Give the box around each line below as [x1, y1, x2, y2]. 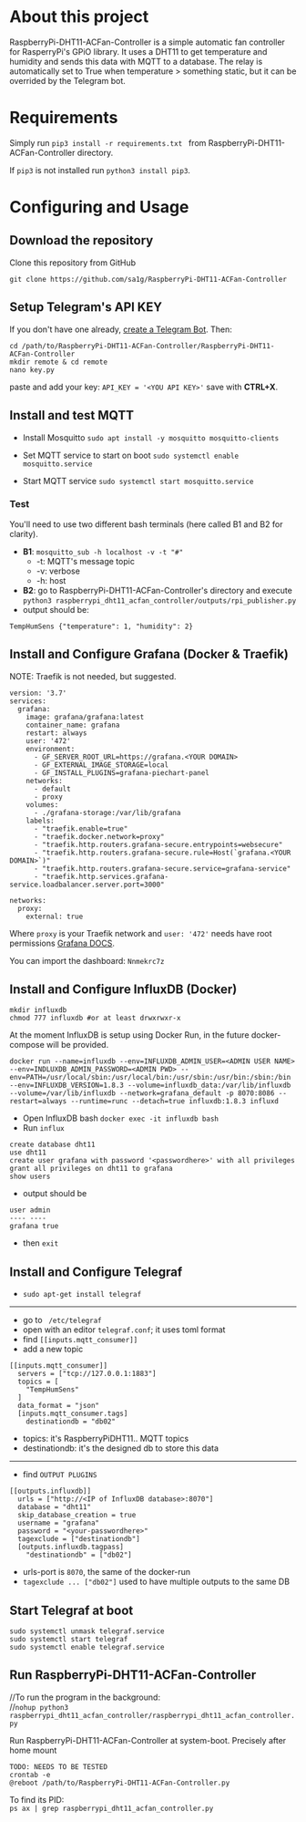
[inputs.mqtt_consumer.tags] [17, 1409, 128, 1419]
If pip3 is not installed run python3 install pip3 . [9, 164, 191, 175]
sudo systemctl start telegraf [9, 1635, 128, 1644]
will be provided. [46, 1040, 109, 1051]
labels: [25, 816, 55, 825]
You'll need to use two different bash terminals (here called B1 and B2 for [9, 518, 283, 530]
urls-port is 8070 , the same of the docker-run [22, 1567, 191, 1578]
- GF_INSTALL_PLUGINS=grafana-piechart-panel [33, 768, 209, 777]
